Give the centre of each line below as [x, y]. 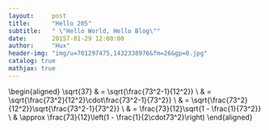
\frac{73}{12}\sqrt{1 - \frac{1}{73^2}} [200, 108]
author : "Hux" [39, 46]
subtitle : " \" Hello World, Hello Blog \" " [84, 31]
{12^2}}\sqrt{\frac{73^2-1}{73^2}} [64, 108]
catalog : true [32, 61]
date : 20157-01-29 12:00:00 [67, 38]
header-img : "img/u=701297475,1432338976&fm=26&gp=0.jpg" [108, 53]
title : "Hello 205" [50, 23]
